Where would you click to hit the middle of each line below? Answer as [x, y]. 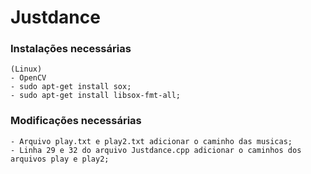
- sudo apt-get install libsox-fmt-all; [96, 96]
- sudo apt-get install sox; [71, 87]
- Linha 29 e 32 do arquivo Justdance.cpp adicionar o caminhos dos [156, 150]
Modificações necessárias [76, 121]
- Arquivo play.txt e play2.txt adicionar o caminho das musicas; [151, 141]
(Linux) [26, 69]
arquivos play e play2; [60, 159]
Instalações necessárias [71, 49]
